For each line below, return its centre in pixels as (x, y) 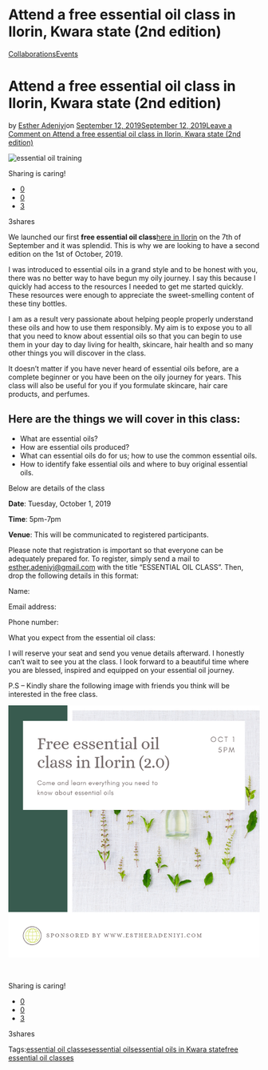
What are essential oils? (59, 439)
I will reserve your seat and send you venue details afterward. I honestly (126, 653)
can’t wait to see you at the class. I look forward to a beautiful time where (129, 661)
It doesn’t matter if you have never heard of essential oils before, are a (124, 368)
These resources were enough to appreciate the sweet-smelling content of (131, 295)
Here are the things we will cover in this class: (124, 419)
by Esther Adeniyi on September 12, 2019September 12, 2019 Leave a (120, 125)
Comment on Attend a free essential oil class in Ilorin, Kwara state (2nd (124, 134)
